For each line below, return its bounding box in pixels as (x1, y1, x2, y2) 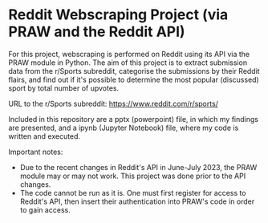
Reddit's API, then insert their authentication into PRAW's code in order (19, 197, 255, 206)
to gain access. (19, 205, 71, 214)
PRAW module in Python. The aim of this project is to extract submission (8, 58, 247, 67)
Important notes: (8, 147, 63, 156)
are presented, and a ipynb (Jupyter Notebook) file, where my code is (8, 123, 239, 132)
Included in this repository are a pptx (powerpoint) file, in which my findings (8, 114, 259, 124)
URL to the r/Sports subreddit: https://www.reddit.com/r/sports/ (8, 99, 219, 108)
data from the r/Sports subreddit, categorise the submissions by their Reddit (8, 66, 260, 75)
